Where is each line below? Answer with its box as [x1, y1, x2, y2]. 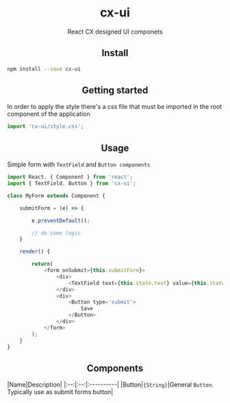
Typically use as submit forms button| [7, 388, 114, 396]
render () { [19, 248, 51, 255]
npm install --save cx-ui [7, 65, 81, 73]
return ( [31, 260, 53, 268]
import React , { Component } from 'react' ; [7, 173, 133, 181]
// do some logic [31, 230, 81, 236]
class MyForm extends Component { [7, 192, 106, 199]
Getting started [81, 84, 149, 97]
